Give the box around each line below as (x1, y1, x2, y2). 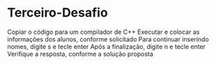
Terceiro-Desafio (7, 5, 108, 21)
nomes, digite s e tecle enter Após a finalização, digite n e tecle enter (7, 42, 206, 50)
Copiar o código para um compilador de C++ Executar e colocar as (7, 28, 200, 36)
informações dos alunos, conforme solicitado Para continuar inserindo (7, 35, 209, 43)
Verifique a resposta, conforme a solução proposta (7, 50, 153, 58)
